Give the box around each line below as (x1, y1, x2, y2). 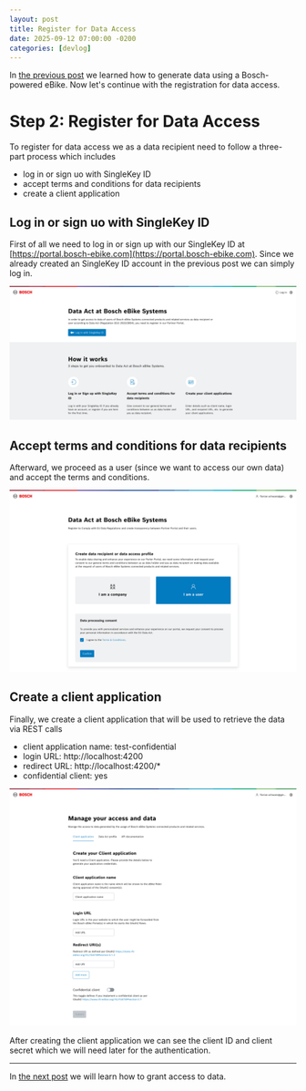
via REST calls (9, 723, 63, 734)
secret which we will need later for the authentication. (9, 1045, 211, 1056)
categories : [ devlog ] (9, 44, 92, 53)
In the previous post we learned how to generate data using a (9, 69, 240, 81)
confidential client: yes (22, 770, 108, 781)
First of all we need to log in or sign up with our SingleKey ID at (9, 239, 246, 250)
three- (259, 141, 283, 152)
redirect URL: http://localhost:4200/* (22, 760, 161, 771)
